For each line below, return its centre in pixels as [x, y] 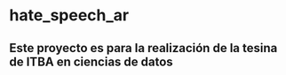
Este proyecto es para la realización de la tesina [143, 48]
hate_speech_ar [69, 15]
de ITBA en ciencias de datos [91, 61]
